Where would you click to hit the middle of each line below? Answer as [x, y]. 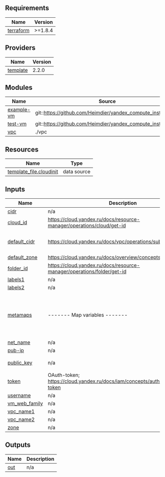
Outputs [18, 445]
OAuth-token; [64, 375]
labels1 [16, 280]
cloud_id [17, 222]
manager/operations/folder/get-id [87, 272]
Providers [20, 48]
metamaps [20, 315]
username [19, 396]
